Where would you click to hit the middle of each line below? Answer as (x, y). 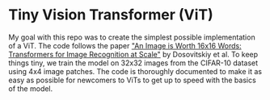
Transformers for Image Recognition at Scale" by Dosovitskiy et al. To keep (133, 54)
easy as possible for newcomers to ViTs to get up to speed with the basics (132, 80)
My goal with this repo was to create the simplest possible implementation (132, 37)
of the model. (31, 88)
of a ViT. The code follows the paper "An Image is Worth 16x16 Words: (125, 45)
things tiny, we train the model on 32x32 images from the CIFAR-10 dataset (133, 63)
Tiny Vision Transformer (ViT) (111, 15)
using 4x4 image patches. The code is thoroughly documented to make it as (135, 71)
